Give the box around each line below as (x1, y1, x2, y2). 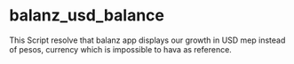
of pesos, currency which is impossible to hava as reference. (9, 44, 233, 54)
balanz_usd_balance (9, 5, 164, 26)
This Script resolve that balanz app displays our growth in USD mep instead (9, 35, 286, 45)
